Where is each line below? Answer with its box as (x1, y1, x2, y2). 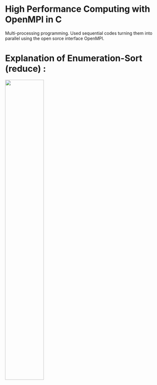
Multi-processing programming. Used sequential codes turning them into (5, 30, 153, 36)
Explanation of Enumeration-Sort (5, 53, 143, 64)
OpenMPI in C (5, 14, 62, 25)
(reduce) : (5, 63, 46, 74)
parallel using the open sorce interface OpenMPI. (5, 35, 105, 41)
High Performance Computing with (5, 3, 151, 15)
